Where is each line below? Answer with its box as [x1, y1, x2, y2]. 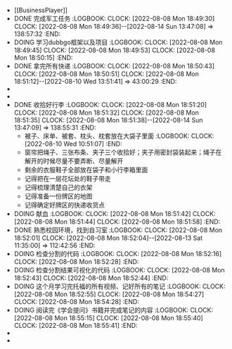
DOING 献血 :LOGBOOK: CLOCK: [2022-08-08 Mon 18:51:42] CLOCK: [13, 210, 216, 217]
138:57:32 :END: [13, 30, 61, 38]
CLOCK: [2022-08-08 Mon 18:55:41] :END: [13, 322, 138, 329]
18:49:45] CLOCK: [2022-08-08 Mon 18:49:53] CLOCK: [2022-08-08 [13, 46, 216, 54]
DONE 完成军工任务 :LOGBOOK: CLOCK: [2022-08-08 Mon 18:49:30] [13, 14, 215, 23]
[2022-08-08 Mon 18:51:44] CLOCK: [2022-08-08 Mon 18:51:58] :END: [13, 217, 221, 226]
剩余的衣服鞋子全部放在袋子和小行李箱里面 [24, 165, 148, 174]
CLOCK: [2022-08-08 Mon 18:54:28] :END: [13, 298, 139, 305]
